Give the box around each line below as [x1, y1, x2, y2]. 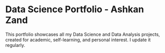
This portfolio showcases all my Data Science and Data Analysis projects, [5, 31, 160, 37]
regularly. [5, 42, 26, 48]
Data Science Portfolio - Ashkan [5, 4, 145, 15]
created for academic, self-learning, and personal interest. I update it [5, 37, 151, 43]
